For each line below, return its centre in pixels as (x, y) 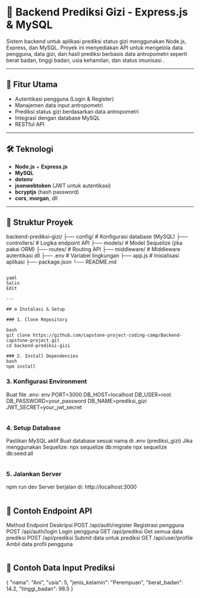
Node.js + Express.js (41, 167)
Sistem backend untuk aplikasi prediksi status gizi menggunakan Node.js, (96, 41)
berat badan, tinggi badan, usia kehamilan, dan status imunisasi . (85, 60)
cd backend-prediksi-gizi (38, 346)
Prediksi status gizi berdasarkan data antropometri (76, 111)
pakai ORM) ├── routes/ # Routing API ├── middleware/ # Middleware (93, 249)
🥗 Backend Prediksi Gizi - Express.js (97, 12)
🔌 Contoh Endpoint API (49, 511)
